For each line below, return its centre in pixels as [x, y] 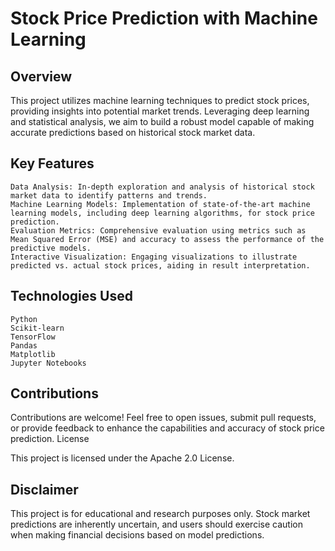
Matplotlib [33, 354]
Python [24, 319]
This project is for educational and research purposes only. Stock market [160, 514]
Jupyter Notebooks [48, 363]
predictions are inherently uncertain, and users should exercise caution [156, 524]
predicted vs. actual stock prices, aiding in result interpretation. [160, 265]
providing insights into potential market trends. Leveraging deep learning [160, 111]
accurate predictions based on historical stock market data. [133, 132]
